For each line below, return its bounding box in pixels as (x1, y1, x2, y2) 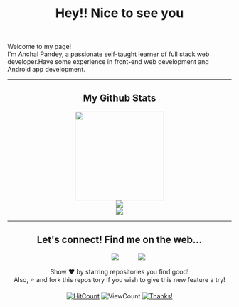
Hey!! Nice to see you (55, 5, 184, 21)
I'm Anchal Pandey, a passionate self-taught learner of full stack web (7, 50, 210, 58)
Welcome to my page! (7, 42, 72, 50)
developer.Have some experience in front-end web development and (7, 57, 210, 65)
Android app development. (7, 65, 85, 73)
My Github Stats (83, 92, 156, 104)
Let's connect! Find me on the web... (36, 234, 203, 246)
